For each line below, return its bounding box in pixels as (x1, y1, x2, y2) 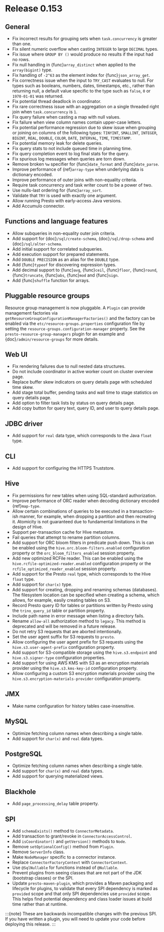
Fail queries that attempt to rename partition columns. (12, 534, 121, 540)
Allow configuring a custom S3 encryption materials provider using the (12, 670, 155, 676)
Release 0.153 (5, 3, 63, 14)
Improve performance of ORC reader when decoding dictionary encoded (12, 498, 160, 504)
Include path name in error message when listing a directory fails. (12, 612, 144, 618)
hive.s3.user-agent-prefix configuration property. (12, 644, 115, 650)
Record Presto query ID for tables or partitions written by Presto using (12, 602, 153, 608)
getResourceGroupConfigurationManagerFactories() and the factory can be (5, 315, 155, 321)
